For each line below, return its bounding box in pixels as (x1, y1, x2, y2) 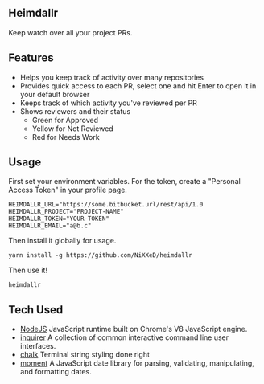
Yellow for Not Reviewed (31, 124, 114, 133)
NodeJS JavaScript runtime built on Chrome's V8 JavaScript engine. (19, 325, 248, 334)
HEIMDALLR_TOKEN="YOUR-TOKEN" (8, 214, 110, 223)
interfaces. (19, 341, 56, 351)
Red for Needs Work (31, 132, 100, 141)
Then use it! (8, 265, 48, 276)
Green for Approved (31, 115, 99, 125)
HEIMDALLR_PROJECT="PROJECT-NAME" (8, 208, 125, 216)
